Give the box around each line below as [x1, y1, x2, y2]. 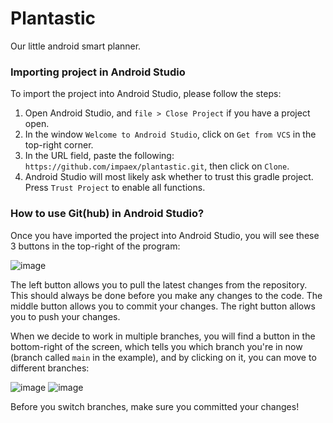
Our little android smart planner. [10, 40, 142, 52]
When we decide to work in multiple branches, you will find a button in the [10, 330, 316, 342]
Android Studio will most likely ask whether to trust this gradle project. [24, 171, 314, 183]
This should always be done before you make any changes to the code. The [10, 289, 323, 301]
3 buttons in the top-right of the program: [10, 240, 181, 252]
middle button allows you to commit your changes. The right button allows [10, 300, 316, 312]
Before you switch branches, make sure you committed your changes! [10, 400, 300, 412]
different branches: [10, 362, 90, 374]
